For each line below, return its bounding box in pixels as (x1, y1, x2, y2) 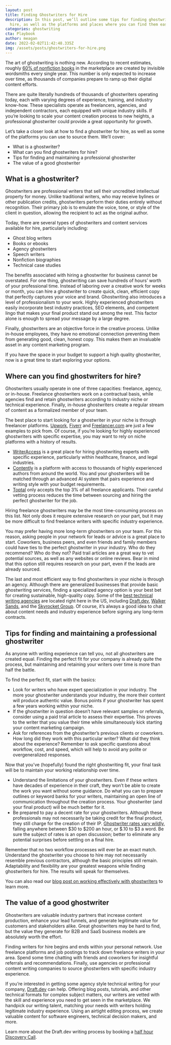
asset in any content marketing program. (5, 342, 91, 348)
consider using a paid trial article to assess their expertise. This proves (12, 714, 161, 720)
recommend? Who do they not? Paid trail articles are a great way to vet (5, 550, 154, 556)
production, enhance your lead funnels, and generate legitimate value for (5, 917, 159, 923)
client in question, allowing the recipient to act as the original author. (5, 210, 149, 216)
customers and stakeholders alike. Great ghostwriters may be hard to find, (5, 923, 161, 929)
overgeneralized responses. (12, 752, 71, 758)
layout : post (5, 7, 33, 13)
